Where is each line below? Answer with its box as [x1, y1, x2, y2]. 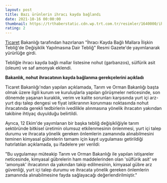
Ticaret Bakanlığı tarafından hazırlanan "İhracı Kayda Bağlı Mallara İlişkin [5, 39, 153, 45]
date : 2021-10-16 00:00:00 [5, 16, 61, 21]
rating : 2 [5, 26, 26, 31]
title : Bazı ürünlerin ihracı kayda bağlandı [5, 12, 101, 17]
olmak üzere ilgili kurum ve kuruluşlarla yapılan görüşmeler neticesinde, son [5, 90, 161, 95]
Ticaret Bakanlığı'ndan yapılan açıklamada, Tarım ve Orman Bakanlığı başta [5, 84, 159, 90]
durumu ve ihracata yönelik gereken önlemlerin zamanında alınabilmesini [5, 131, 154, 137]
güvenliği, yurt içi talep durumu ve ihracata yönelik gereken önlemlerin [5, 167, 149, 173]
